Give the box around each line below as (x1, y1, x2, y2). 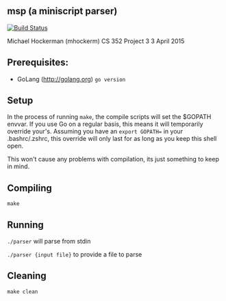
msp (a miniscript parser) (7, 5, 118, 17)
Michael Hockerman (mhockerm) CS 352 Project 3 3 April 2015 (7, 37, 185, 45)
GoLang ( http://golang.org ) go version (16, 75, 126, 83)
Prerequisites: (7, 57, 68, 68)
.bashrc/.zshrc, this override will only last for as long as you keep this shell (7, 135, 217, 143)
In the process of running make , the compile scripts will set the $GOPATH (7, 113, 212, 121)
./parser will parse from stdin (7, 237, 91, 246)
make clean (7, 288, 38, 295)
